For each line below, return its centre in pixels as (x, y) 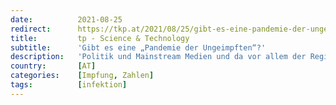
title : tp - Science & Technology (100, 38)
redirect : (31, 29)
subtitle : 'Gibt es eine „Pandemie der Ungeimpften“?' (138, 47)
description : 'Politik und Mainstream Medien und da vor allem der (158, 57)
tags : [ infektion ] (69, 85)
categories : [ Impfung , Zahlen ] (82, 76)
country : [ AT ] (53, 66)
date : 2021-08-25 (66, 19)
